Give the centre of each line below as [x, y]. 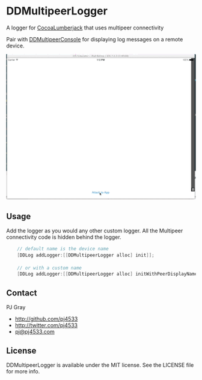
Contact [22, 293]
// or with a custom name [50, 268]
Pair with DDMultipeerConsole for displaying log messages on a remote [95, 39]
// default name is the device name [63, 249]
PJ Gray [16, 307]
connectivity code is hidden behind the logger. [64, 237]
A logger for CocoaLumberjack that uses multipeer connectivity [85, 28]
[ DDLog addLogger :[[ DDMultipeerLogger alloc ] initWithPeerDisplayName [107, 274]
